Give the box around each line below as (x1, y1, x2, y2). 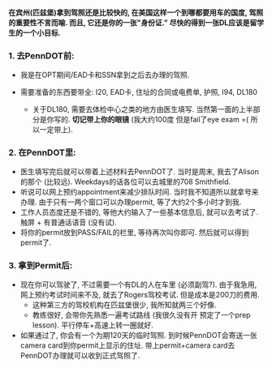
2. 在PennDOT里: (8, 147, 76, 158)
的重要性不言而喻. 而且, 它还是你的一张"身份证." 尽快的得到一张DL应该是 (8, 17, 250, 28)
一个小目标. (22, 28, 61, 37)
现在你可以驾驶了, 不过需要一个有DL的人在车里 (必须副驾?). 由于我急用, (19, 280, 257, 289)
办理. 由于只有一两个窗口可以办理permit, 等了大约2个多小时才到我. (19, 197, 242, 207)
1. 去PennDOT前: (8, 49, 75, 61)
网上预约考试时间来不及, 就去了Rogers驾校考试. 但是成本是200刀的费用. (19, 290, 260, 300)
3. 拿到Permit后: (8, 260, 73, 272)
